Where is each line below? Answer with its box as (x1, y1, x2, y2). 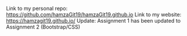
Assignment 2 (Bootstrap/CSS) (6, 23, 80, 30)
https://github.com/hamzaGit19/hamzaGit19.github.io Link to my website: (6, 11, 182, 18)
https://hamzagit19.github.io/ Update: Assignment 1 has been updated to (6, 17, 181, 24)
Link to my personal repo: (6, 5, 68, 12)
